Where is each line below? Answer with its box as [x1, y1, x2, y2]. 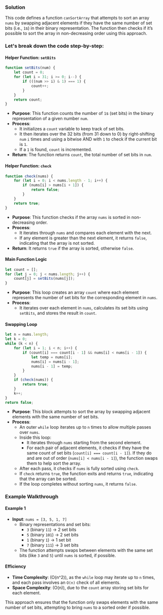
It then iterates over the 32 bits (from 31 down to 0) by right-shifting [19, 131, 155, 137]
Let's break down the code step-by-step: [5, 43, 104, 50]
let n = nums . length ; [5, 332, 49, 337]
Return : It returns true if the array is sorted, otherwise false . [12, 245, 134, 251]
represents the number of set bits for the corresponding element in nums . [12, 295, 158, 301]
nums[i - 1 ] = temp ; [31, 364, 73, 369]
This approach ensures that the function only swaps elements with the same [5, 599, 158, 605]
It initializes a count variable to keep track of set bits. [19, 126, 125, 132]
